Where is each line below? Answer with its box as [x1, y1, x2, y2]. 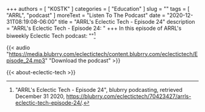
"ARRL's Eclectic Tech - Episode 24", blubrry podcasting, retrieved [15, 86, 183, 93]
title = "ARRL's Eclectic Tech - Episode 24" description [58, 18, 195, 25]
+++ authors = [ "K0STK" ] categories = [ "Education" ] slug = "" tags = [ [6, 5, 190, 12]
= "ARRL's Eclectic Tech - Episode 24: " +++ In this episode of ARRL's [6, 24, 182, 32]
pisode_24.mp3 [6, 57, 46, 64]
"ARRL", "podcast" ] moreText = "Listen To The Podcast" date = [6, 12, 166, 19]
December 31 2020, [15, 93, 65, 100]
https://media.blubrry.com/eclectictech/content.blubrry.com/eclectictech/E [9, 50, 198, 57]
